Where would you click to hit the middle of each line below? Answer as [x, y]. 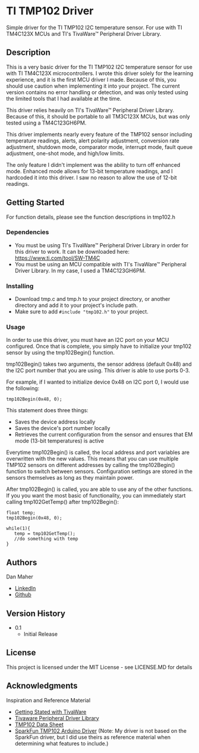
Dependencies [28, 232]
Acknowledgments [42, 686]
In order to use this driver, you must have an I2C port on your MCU [88, 340]
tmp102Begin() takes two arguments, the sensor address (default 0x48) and [99, 364]
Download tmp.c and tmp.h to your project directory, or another [92, 299]
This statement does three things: [47, 410]
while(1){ [18, 528]
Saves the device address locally [55, 422]
